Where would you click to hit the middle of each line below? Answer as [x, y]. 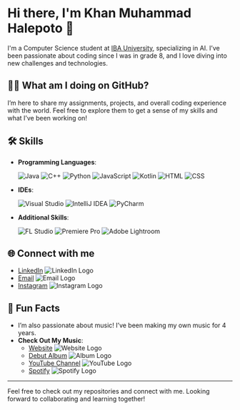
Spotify [39, 371]
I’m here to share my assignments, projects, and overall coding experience [117, 103]
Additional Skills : [43, 217]
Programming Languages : [57, 162]
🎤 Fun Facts [34, 308]
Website [40, 348]
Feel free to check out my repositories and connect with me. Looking [109, 391]
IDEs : [26, 190]
